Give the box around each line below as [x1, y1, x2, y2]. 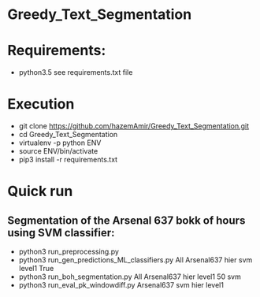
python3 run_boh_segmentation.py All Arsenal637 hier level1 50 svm [18, 272, 241, 281]
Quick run [7, 183, 73, 200]
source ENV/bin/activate [18, 147, 98, 156]
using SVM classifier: [7, 226, 115, 239]
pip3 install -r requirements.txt [18, 155, 118, 165]
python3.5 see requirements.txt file [18, 68, 133, 77]
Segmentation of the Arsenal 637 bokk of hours [7, 213, 246, 227]
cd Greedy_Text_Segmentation [18, 130, 118, 139]
